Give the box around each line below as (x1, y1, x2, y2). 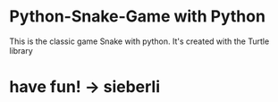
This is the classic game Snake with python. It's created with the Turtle (9, 36, 270, 47)
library (9, 45, 33, 55)
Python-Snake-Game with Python (9, 6, 266, 27)
